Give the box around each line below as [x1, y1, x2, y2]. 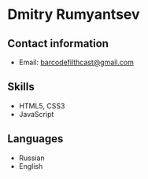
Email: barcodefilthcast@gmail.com [18, 57, 135, 67]
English [18, 161, 43, 170]
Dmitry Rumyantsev [7, 5, 140, 24]
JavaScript [18, 109, 54, 119]
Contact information [7, 37, 109, 50]
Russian [18, 153, 45, 163]
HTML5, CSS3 [18, 100, 65, 111]
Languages [7, 132, 64, 146]
